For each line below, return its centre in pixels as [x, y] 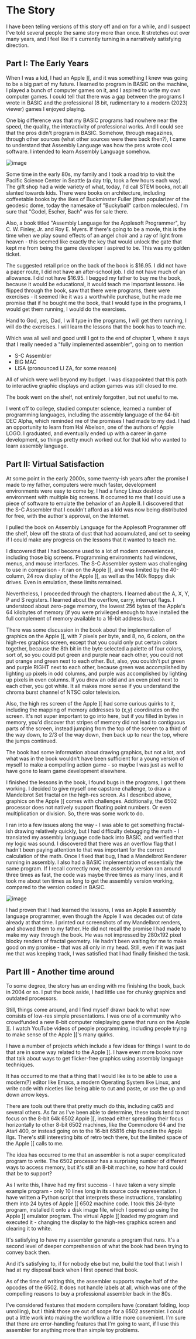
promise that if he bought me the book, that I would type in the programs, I [96, 303]
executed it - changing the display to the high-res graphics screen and [91, 1222]
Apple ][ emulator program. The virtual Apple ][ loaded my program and [92, 1216]
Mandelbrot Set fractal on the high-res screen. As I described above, [89, 795]
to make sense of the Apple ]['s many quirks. [60, 1035]
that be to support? [29, 1174]
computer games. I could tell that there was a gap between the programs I [95, 96]
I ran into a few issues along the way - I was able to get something [86, 825]
